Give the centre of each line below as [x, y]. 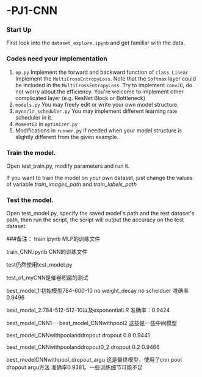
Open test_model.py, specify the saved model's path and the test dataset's [100, 214]
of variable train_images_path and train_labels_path [72, 184]
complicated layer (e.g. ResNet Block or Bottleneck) [80, 98]
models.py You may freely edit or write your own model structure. [97, 104]
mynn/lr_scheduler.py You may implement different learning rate [96, 111]
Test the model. [30, 200]
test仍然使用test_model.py [39, 265]
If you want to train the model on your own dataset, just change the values [100, 178]
